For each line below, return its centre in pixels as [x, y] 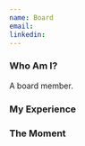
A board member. [41, 86]
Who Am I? [34, 66]
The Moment [38, 133]
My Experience [43, 109]
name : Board [31, 18]
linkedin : [28, 34]
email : [21, 26]
